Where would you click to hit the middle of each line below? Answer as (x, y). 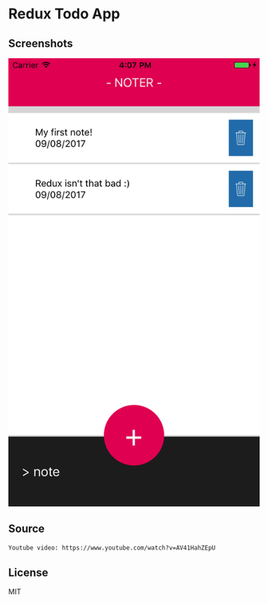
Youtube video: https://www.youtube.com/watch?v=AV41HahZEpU (112, 548)
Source (27, 528)
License (28, 572)
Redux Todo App (65, 14)
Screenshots (41, 44)
